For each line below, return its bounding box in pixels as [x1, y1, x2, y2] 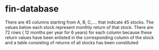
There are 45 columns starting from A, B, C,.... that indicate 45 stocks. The [5, 19, 154, 25]
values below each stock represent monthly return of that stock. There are [5, 24, 154, 30]
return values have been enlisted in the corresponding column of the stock [5, 35, 154, 40]
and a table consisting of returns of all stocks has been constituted [5, 39, 139, 45]
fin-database [5, 3, 59, 14]
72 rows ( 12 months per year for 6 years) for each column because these [5, 29, 152, 35]
